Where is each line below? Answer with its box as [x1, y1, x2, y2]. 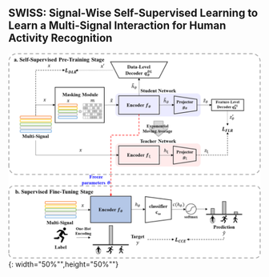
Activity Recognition [8, 31, 113, 45]
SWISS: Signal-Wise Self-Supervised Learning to [8, 6, 259, 20]
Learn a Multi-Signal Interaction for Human [8, 19, 227, 33]
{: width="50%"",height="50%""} [8, 259, 118, 269]
